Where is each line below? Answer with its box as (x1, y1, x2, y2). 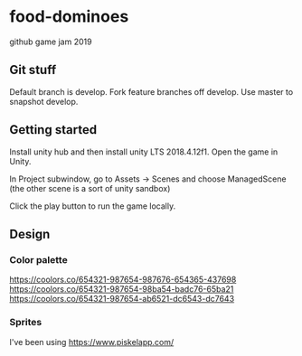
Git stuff (9, 62, 57, 78)
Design (9, 226, 51, 241)
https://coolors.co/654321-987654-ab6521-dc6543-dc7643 (9, 294, 235, 304)
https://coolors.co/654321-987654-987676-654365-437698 (9, 274, 237, 286)
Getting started (9, 122, 98, 137)
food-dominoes (9, 6, 129, 27)
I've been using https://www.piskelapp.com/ (9, 336, 175, 347)
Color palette (9, 253, 68, 266)
